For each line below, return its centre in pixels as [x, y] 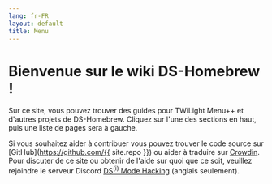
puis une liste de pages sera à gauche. [73, 128]
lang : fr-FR [28, 16]
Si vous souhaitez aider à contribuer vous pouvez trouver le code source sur [136, 143]
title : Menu [28, 31]
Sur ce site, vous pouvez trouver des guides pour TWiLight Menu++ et [126, 111]
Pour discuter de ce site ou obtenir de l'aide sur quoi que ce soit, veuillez [130, 161]
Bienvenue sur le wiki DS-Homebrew [134, 71]
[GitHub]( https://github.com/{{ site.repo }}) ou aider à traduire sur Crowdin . [134, 152]
